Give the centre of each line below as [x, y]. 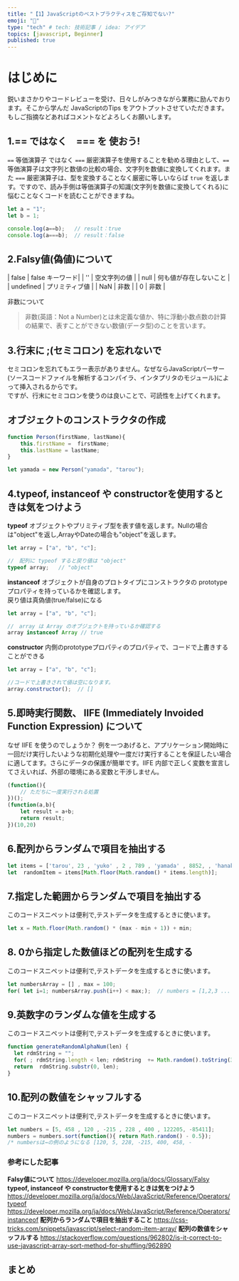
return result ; [43, 819]
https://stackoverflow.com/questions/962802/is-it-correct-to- [131, 1238]
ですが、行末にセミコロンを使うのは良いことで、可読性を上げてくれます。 [116, 395]
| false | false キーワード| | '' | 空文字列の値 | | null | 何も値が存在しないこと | [119, 278]
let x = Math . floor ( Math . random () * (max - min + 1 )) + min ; [100, 928]
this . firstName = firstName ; [65, 444]
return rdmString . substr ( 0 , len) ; [67, 1067]
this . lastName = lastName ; [60, 450]
